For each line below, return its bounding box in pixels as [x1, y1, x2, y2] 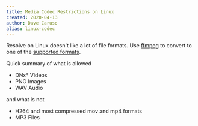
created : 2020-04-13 [6, 14, 58, 20]
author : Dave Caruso [6, 20, 58, 26]
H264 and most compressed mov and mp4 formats [14, 107, 143, 115]
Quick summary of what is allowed [6, 60, 92, 67]
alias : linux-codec [6, 25, 55, 32]
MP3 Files [14, 114, 40, 121]
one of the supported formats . [6, 49, 81, 56]
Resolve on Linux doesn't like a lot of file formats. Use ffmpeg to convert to [6, 42, 193, 49]
